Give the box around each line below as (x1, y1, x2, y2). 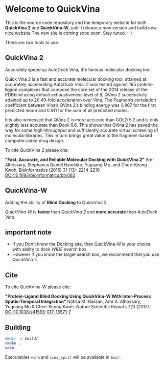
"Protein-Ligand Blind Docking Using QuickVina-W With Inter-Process (5, 294, 151, 299)
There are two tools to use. (5, 39, 60, 45)
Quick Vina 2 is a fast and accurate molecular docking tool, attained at (5, 76, 147, 82)
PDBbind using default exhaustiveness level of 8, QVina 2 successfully (5, 91, 147, 97)
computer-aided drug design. (5, 137, 65, 143)
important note (5, 228, 52, 236)
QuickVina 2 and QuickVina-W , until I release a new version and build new (5, 24, 157, 30)
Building (5, 323, 31, 331)
